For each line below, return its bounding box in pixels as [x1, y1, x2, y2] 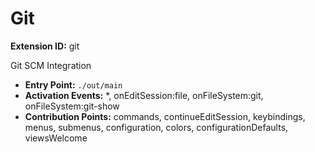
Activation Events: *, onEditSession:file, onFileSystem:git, [24, 89, 264, 101]
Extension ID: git [10, 40, 80, 52]
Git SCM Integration [10, 59, 92, 71]
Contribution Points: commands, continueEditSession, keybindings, [24, 110, 306, 122]
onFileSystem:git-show [24, 100, 120, 112]
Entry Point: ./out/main [24, 78, 123, 91]
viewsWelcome [24, 132, 88, 144]
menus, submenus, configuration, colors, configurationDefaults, [24, 121, 289, 133]
